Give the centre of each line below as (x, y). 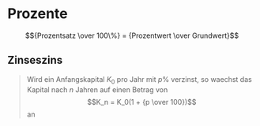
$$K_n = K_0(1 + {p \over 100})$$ (142, 102)
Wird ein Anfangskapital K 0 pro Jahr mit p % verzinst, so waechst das (139, 80)
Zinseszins (35, 60)
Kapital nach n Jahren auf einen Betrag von (97, 89)
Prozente (38, 14)
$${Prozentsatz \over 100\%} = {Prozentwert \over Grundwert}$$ (132, 35)
